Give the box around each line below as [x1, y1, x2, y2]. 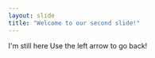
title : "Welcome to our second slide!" [8, 19, 141, 27]
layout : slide [8, 11, 56, 20]
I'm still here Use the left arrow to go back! [8, 41, 148, 50]
